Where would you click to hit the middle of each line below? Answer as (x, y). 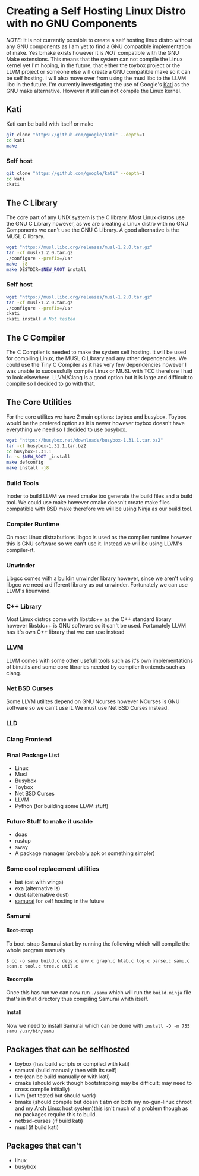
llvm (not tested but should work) (55, 1095)
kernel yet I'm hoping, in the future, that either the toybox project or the (93, 65)
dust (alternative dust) (42, 894)
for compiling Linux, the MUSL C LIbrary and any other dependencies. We (97, 358)
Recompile (20, 979)
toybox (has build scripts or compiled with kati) (72, 1063)
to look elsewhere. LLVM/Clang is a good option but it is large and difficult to (99, 377)
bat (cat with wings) (39, 882)
